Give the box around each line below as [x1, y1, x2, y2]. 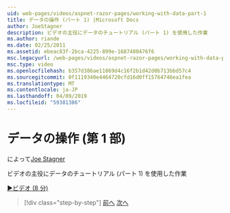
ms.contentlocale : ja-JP [7, 86, 78, 93]
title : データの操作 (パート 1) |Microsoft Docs [7, 16, 139, 23]
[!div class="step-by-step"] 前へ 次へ [23, 198, 129, 206]
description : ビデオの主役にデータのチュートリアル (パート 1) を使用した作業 [7, 29, 208, 36]
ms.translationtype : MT [7, 80, 75, 87]
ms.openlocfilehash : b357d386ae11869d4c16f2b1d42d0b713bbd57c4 [7, 67, 192, 74]
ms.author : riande [7, 36, 60, 42]
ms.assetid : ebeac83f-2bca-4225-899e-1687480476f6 [7, 49, 155, 55]
